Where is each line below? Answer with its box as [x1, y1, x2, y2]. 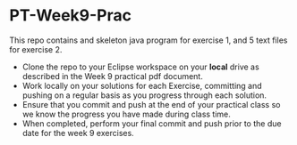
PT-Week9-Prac [9, 5, 132, 26]
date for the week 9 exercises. [21, 127, 134, 138]
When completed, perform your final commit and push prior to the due [21, 117, 282, 129]
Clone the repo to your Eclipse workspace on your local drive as [21, 61, 259, 72]
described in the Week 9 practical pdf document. [21, 70, 203, 81]
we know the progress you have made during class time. [21, 109, 231, 119]
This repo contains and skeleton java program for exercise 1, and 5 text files [9, 35, 288, 45]
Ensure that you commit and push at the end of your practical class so [21, 99, 281, 109]
